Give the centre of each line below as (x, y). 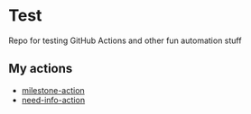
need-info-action (53, 100)
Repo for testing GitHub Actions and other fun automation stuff (125, 40)
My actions (41, 69)
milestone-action (53, 90)
